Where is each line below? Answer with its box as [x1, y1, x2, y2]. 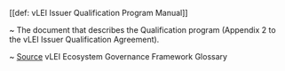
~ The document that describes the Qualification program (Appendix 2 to [9, 25, 277, 35]
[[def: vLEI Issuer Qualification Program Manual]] [9, 8, 188, 18]
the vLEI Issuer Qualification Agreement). [9, 35, 160, 44]
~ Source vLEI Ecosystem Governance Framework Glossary [9, 51, 228, 61]
